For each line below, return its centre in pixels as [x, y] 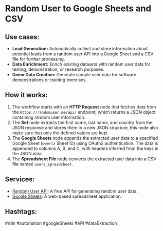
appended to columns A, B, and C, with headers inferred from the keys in [85, 148]
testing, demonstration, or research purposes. [58, 69]
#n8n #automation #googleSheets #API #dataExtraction [61, 223]
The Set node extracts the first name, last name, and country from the [82, 122]
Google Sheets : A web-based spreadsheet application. [67, 196]
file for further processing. [38, 59]
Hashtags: [21, 212]
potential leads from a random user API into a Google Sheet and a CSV [83, 54]
